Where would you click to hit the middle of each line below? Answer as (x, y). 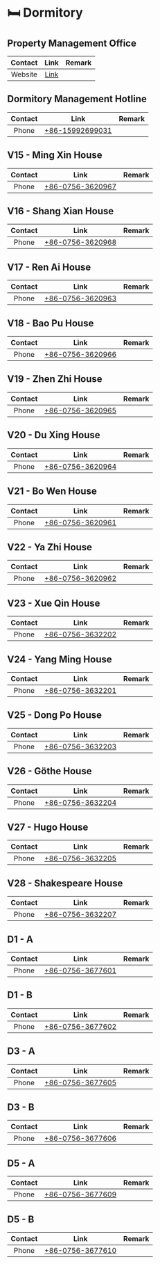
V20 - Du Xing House (54, 435)
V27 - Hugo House (48, 827)
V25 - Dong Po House (55, 715)
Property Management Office (72, 43)
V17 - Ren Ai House (49, 267)
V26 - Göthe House (50, 771)
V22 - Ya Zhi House (50, 547)
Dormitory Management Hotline (77, 99)
